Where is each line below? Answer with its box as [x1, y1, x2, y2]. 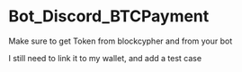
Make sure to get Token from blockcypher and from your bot [8, 36, 233, 46]
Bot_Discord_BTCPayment [8, 6, 210, 27]
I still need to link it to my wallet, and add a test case [8, 52, 202, 63]
